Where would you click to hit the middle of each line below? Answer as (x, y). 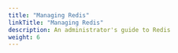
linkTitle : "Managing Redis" (56, 23)
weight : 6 (24, 37)
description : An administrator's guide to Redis (89, 30)
